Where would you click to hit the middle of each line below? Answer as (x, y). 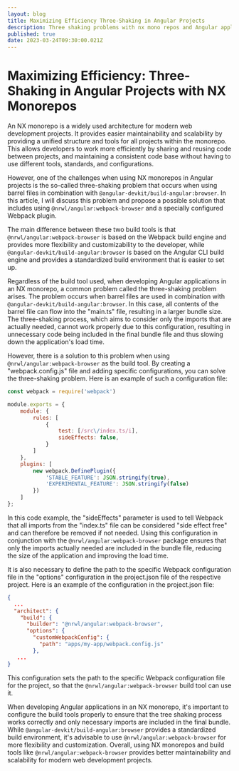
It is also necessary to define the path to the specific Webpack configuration (119, 569)
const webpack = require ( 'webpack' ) (62, 392)
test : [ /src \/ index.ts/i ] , (98, 431)
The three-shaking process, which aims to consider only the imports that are (119, 319)
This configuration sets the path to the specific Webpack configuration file (116, 677)
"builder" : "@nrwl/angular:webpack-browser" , (95, 624)
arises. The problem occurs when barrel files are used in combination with (116, 296)
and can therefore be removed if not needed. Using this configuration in (113, 533)
